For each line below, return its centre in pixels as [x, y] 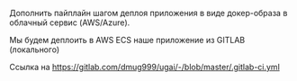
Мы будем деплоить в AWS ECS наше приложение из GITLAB [127, 40]
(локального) [35, 49]
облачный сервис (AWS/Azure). [70, 22]
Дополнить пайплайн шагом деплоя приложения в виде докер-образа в [148, 13]
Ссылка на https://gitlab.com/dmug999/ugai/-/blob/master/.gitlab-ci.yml [145, 67]
